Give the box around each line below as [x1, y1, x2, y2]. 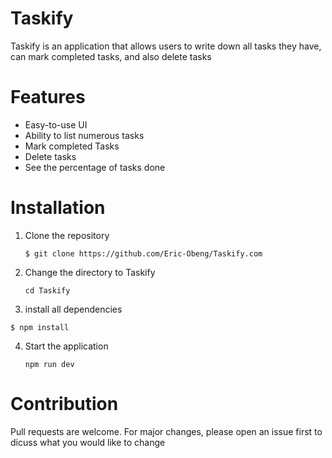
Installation [10, 197, 106, 219]
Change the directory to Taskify [24, 266, 156, 278]
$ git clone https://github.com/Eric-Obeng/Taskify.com [24, 248, 263, 259]
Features [10, 86, 86, 109]
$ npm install [10, 322, 70, 332]
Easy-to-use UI [24, 118, 88, 131]
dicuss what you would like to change [10, 436, 166, 448]
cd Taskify [24, 285, 71, 296]
